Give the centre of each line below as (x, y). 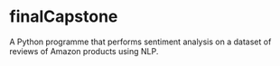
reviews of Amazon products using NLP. (84, 51)
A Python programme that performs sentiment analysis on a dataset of (140, 42)
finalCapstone (64, 17)
